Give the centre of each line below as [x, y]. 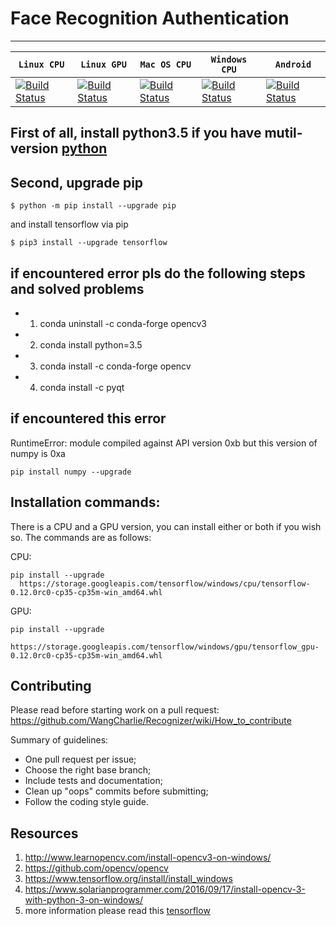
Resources [44, 833]
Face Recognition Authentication [150, 18]
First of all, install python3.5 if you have [136, 133]
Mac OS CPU [165, 64]
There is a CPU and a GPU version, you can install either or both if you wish [166, 526]
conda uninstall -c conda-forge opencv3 [123, 323]
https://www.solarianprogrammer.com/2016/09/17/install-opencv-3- [165, 889]
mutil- [283, 133]
